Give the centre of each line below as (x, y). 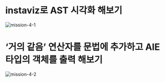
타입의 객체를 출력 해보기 (54, 60)
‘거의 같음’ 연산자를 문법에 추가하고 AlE (83, 47)
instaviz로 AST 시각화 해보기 (64, 10)
